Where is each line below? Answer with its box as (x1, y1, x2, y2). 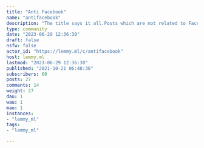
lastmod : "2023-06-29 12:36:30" (6, 59, 88, 66)
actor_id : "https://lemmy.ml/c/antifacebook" (6, 49, 123, 55)
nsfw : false (6, 43, 36, 49)
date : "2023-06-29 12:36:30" (6, 32, 80, 38)
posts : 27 (6, 76, 32, 82)
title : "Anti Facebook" (6, 8, 67, 15)
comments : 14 (6, 82, 39, 89)
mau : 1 (6, 104, 23, 111)
